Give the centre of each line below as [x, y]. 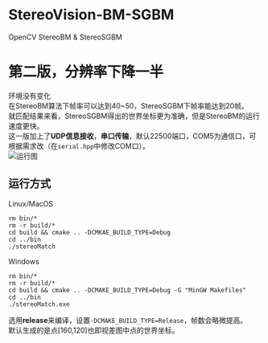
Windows [24, 261]
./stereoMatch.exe [39, 304]
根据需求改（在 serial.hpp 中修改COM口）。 [79, 145]
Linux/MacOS [31, 203]
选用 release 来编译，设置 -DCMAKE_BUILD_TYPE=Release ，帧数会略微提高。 [128, 320]
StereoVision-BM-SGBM [91, 15]
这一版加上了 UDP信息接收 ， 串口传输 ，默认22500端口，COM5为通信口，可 [132, 136]
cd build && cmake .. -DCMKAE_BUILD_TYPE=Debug [90, 232]
